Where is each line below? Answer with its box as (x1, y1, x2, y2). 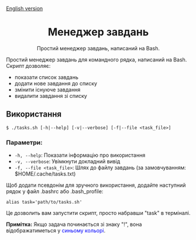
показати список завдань (14, 73, 79, 81)
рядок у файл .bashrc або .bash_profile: (6, 188, 104, 195)
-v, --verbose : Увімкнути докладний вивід (14, 158, 121, 165)
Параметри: (6, 138, 43, 146)
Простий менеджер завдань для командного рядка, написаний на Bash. (6, 56, 187, 63)
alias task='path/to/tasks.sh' (6, 199, 82, 205)
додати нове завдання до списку (14, 80, 98, 87)
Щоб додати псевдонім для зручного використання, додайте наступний (6, 181, 186, 189)
